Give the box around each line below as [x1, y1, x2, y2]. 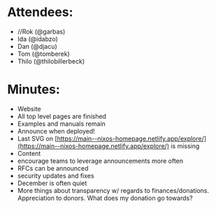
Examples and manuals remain [17, 120, 106, 128]
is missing [171, 141, 200, 150]
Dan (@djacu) [17, 42, 57, 50]
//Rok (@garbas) [17, 27, 66, 36]
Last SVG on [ [17, 134, 57, 143]
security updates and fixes [17, 171, 94, 180]
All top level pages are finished [17, 112, 107, 120]
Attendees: [7, 4, 73, 20]
